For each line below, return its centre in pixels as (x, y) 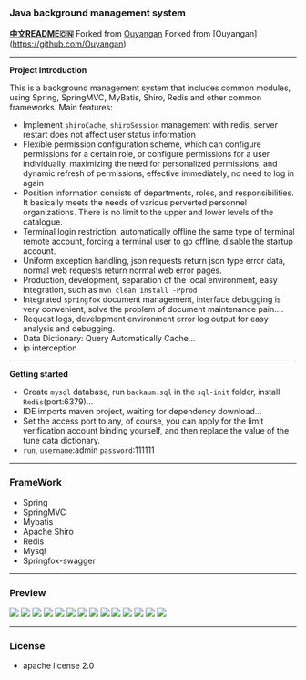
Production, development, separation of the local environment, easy (150, 280)
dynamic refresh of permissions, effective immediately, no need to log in (158, 173)
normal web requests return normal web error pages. (122, 270)
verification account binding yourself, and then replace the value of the (156, 431)
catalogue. (43, 222)
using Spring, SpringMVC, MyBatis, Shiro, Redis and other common (136, 98)
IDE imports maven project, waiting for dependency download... (142, 412)
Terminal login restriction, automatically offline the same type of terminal (158, 232)
